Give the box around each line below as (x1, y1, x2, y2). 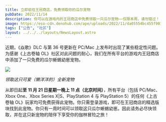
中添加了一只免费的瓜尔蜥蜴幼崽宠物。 (5, 57, 83, 62)
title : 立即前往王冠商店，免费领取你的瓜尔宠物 (5, 7, 91, 12)
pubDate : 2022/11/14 (5, 12, 48, 17)
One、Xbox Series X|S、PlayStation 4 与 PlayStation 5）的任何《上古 (16, 93, 158, 99)
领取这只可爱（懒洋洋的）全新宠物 (5, 77, 75, 82)
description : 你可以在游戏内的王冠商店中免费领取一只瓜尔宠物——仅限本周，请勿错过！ (5, 16, 160, 21)
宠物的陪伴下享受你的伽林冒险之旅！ (35, 112, 109, 118)
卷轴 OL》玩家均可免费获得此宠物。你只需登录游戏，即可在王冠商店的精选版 (5, 99, 160, 105)
